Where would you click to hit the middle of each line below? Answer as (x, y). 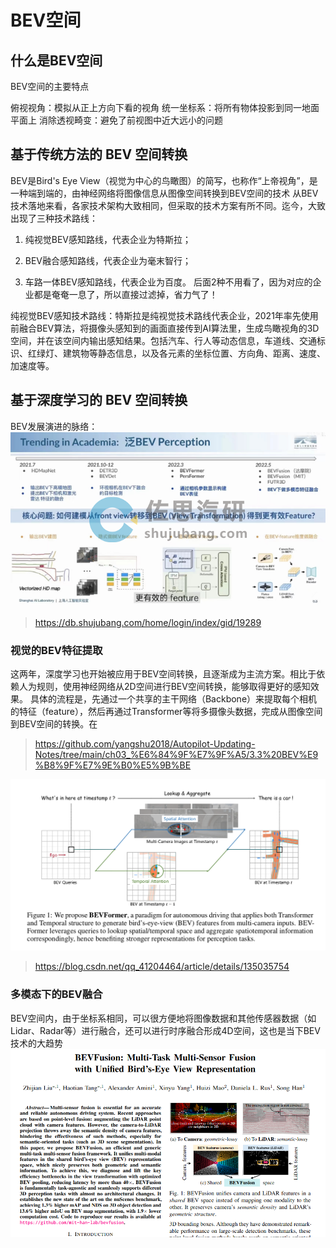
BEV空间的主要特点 (50, 86)
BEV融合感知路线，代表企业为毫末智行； (108, 260)
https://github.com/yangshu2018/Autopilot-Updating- (145, 744)
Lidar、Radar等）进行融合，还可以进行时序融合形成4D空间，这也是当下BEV (165, 1030)
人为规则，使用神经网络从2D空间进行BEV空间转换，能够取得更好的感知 (164, 687)
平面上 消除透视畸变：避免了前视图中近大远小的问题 (116, 120)
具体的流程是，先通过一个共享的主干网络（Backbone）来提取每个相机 (173, 699)
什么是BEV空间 (56, 60)
